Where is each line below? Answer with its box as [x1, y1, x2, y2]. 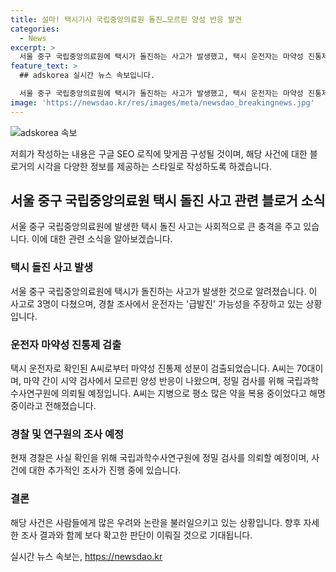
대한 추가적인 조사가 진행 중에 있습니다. [28, 464, 182, 476]
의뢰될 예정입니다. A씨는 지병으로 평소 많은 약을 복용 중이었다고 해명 [61, 387, 326, 400]
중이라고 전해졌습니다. [10, 400, 97, 412]
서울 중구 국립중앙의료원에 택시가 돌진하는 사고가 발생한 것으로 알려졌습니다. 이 [10, 285, 318, 297]
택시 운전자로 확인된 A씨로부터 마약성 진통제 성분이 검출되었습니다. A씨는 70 [10, 362, 308, 375]
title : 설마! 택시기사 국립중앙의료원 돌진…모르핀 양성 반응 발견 [10, 14, 242, 25]
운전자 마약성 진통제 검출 [10, 337, 122, 351]
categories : [10, 24, 60, 34]
